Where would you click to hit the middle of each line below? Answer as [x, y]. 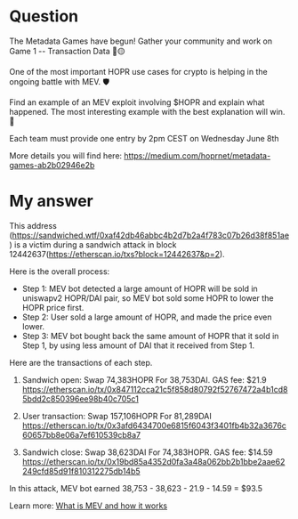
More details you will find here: [66, 155]
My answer [51, 201]
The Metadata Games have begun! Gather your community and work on [141, 41]
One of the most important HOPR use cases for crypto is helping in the [139, 71]
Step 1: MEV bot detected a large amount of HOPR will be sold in [140, 288]
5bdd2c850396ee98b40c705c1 [81, 399]
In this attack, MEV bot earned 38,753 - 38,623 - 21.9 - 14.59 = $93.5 [136, 488]
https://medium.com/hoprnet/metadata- [197, 155]
